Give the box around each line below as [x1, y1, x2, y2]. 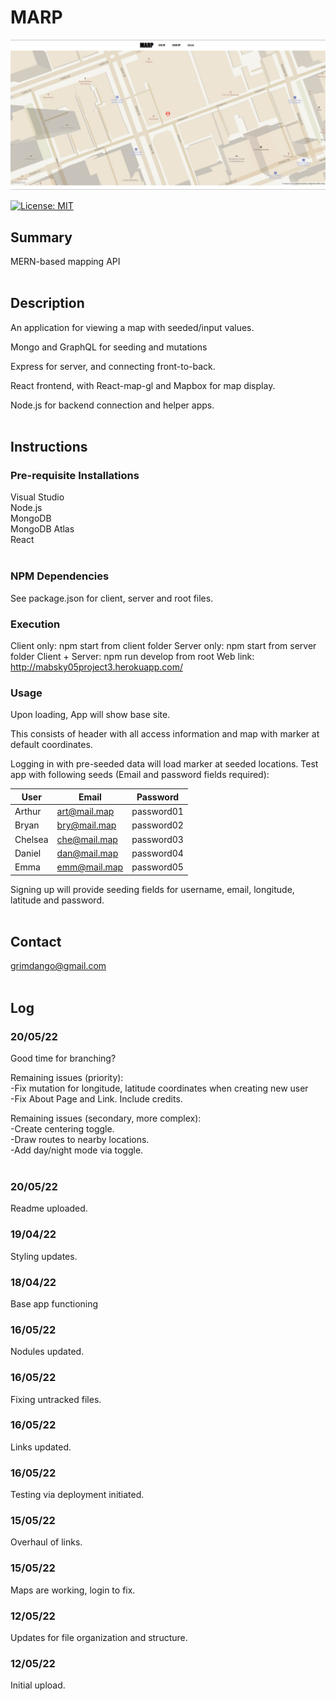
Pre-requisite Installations [10, 469, 140, 483]
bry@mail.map [56, 819, 117, 831]
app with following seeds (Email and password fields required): [10, 769, 270, 781]
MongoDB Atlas [10, 523, 75, 535]
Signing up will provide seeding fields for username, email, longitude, [10, 883, 295, 895]
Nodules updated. [10, 1346, 85, 1358]
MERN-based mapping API [10, 255, 121, 267]
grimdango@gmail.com [10, 960, 107, 972]
